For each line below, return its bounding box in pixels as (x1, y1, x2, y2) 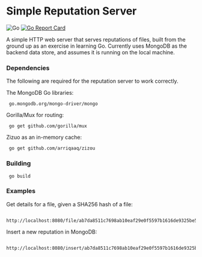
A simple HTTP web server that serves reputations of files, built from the (6, 36, 186, 43)
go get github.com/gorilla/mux (8, 123, 87, 129)
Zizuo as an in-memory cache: (6, 134, 82, 141)
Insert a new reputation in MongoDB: (6, 228, 97, 235)
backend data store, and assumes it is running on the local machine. (6, 48, 176, 56)
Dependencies (6, 63, 50, 72)
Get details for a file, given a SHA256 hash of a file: (6, 200, 133, 208)
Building (6, 159, 31, 168)
